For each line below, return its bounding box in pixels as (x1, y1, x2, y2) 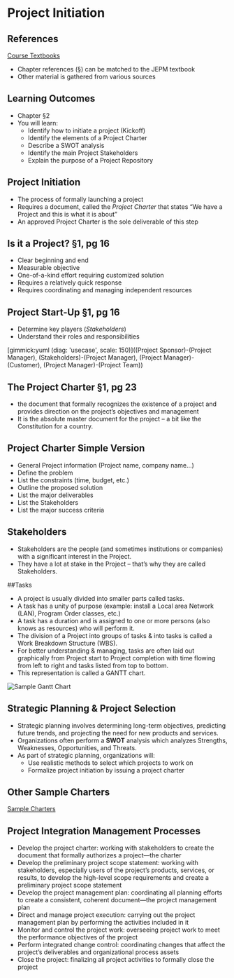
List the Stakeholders (17, 498, 79, 506)
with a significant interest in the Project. (17, 552, 132, 560)
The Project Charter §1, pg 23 (7, 381, 138, 393)
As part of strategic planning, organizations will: (17, 751, 155, 759)
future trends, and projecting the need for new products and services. (17, 728, 219, 737)
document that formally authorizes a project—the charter (17, 851, 182, 860)
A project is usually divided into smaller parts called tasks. (17, 594, 185, 602)
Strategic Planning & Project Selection (7, 702, 176, 714)
